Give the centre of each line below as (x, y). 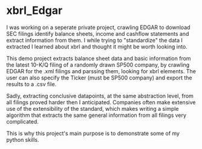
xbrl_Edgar (34, 11)
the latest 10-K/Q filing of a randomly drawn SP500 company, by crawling (98, 65)
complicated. (23, 121)
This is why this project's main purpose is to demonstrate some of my (93, 133)
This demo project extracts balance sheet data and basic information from (99, 58)
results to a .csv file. (31, 84)
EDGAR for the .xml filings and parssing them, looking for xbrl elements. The (101, 71)
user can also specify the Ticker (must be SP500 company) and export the (99, 78)
